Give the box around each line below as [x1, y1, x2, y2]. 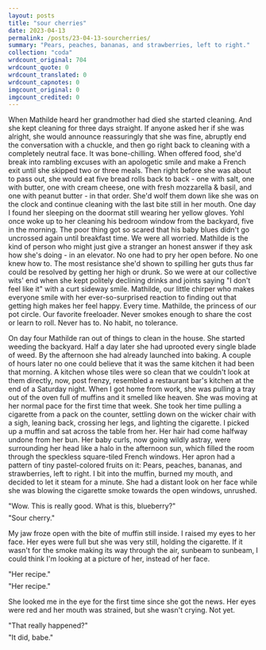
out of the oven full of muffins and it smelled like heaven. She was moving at [8, 393, 258, 402]
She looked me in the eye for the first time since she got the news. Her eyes [8, 597, 256, 606]
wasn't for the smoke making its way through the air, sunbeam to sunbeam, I [8, 546, 258, 555]
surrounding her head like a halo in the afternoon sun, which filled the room [8, 444, 255, 453]
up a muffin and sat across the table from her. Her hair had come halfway [8, 427, 248, 437]
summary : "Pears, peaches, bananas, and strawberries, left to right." [8, 41, 250, 49]
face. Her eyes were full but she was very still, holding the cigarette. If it [8, 537, 244, 546]
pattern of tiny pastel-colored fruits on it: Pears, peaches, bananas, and [8, 460, 242, 470]
